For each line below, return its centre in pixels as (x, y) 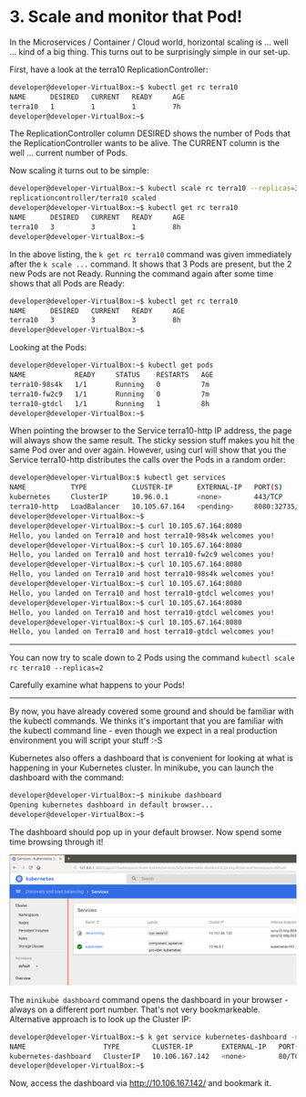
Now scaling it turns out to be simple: (79, 171)
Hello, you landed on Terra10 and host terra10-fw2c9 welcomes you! (142, 555)
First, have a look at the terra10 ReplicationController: (109, 69)
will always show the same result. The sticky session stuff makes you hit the (152, 441)
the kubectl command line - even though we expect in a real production (143, 731)
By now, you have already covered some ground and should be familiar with (152, 711)
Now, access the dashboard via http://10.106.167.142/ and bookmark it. (140, 1083)
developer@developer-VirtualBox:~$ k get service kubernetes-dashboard (148, 1037)
